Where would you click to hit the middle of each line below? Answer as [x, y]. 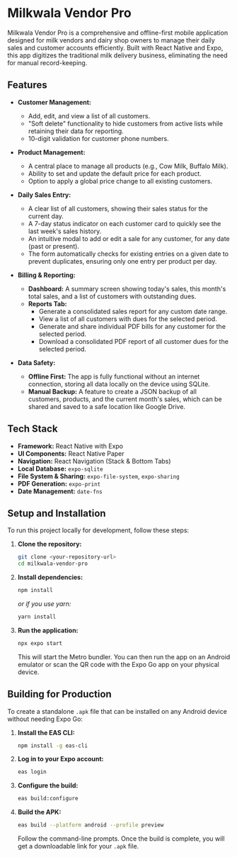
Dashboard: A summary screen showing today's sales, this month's [127, 289]
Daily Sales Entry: [44, 195]
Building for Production [59, 694]
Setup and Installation [57, 513]
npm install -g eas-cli [53, 746]
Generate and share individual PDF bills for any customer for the [132, 326]
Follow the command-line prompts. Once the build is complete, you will [121, 839]
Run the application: [48, 630]
